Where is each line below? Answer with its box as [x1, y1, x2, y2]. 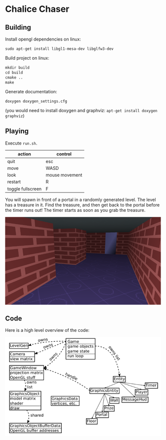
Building [5, 23, 31, 32]
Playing [5, 127, 29, 135]
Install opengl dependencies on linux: [5, 36, 82, 42]
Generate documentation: [5, 89, 57, 94]
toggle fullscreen [7, 186, 42, 192]
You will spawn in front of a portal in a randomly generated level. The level [5, 197, 156, 203]
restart [7, 179, 21, 185]
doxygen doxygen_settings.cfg [5, 99, 68, 104]
